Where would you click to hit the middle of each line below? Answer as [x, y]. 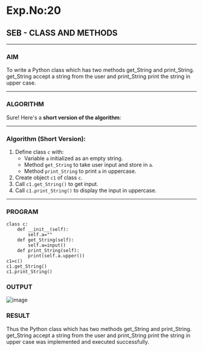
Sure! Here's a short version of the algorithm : [64, 117]
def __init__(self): [43, 230]
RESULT [18, 316]
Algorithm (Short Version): [46, 138]
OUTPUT [19, 287]
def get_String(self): [46, 240]
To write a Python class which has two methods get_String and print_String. [100, 70]
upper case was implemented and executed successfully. [78, 341]
